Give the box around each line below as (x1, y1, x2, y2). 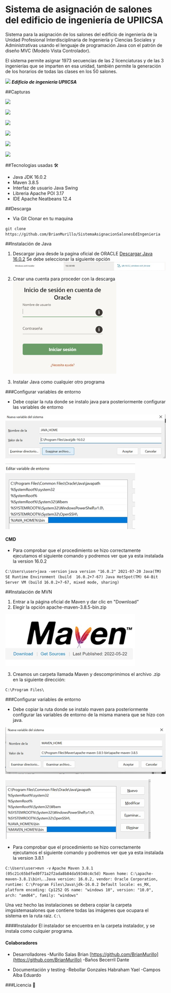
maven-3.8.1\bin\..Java (5, 877, 56, 882)
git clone (5, 226, 26, 231)
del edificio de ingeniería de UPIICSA (5, 14, 164, 26)
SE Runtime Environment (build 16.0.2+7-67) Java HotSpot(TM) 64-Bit (5, 574, 158, 580)
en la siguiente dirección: (12, 676, 66, 683)
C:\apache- (130, 871, 154, 877)
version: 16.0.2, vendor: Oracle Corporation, (58, 877, 158, 882)
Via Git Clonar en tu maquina (12, 215, 73, 222)
